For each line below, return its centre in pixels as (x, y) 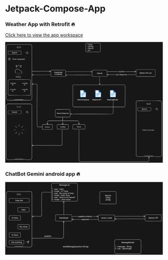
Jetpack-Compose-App (55, 9)
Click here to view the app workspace (44, 35)
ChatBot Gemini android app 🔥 (43, 174)
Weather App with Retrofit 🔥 (40, 24)
